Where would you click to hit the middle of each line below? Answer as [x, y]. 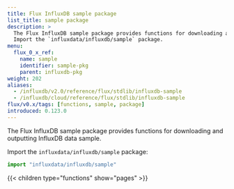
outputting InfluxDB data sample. [54, 138]
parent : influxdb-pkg [51, 72]
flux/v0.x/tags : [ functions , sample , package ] [76, 105]
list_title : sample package [48, 20]
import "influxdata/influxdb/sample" [62, 165]
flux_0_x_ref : [34, 53]
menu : [15, 46]
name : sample [39, 59]
